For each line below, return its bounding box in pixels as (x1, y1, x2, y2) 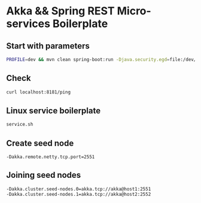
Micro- (117, 4, 151, 18)
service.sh (6, 122, 33, 128)
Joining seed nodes (6, 170, 81, 180)
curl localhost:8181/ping (6, 89, 71, 95)
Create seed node (6, 138, 74, 148)
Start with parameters (6, 41, 90, 51)
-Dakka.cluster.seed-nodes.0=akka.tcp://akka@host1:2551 (6, 186, 151, 192)
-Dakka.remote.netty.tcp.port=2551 (6, 154, 95, 160)
